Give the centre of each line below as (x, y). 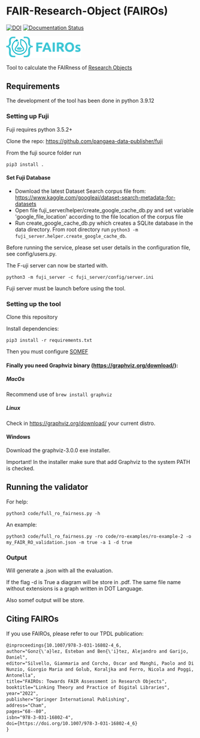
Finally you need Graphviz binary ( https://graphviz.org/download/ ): (92, 365)
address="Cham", (26, 705)
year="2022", (22, 693)
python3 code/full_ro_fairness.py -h (53, 513)
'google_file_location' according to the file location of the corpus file (99, 216)
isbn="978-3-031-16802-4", (40, 717)
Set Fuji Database (28, 178)
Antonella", (21, 675)
